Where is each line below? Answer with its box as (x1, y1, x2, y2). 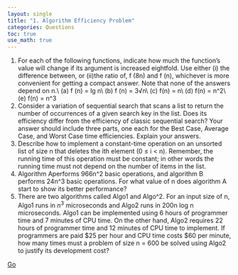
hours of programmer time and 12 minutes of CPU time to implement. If (17, 223, 225, 232)
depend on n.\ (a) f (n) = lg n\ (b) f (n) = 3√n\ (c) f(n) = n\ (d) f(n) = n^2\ (17, 87, 226, 95)
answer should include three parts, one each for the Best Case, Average (17, 124, 229, 133)
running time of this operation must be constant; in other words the (17, 154, 215, 163)
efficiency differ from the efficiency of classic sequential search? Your (17, 117, 223, 125)
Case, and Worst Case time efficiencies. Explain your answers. (17, 132, 201, 141)
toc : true (7, 30, 37, 38)
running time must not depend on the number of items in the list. (17, 162, 207, 171)
